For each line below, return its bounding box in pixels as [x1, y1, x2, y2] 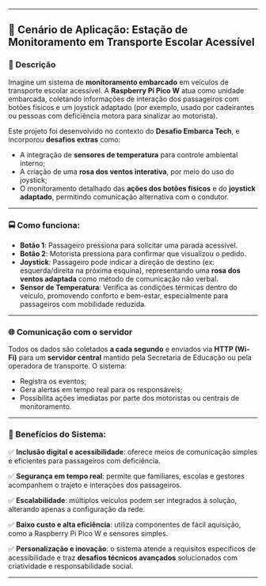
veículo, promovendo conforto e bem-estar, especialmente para [19, 290, 229, 301]
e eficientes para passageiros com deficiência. [8, 456, 161, 465]
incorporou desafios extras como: [8, 134, 121, 144]
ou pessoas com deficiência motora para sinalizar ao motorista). [8, 111, 218, 120]
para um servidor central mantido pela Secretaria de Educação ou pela [18, 353, 252, 362]
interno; [19, 158, 46, 168]
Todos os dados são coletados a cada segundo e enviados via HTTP [8, 345, 234, 354]
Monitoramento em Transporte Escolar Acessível [8, 36, 255, 49]
